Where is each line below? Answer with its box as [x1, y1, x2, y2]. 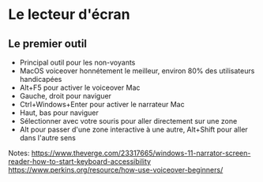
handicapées [19, 75, 62, 84]
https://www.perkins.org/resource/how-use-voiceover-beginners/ [8, 165, 224, 174]
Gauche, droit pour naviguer [19, 91, 112, 100]
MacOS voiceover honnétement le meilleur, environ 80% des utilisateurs [19, 66, 255, 76]
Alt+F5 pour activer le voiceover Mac [19, 83, 141, 92]
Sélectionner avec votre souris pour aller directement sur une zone [19, 117, 238, 125]
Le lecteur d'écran [8, 6, 130, 24]
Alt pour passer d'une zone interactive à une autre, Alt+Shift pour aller [19, 124, 249, 134]
